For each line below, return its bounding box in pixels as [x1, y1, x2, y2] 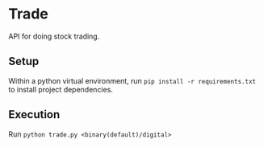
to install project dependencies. [8, 84, 113, 94]
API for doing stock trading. [8, 31, 100, 41]
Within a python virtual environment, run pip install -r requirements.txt [8, 76, 257, 85]
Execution [8, 108, 61, 121]
